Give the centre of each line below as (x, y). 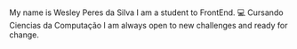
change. (24, 35)
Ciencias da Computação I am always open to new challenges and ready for (148, 25)
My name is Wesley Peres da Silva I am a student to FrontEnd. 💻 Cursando (146, 12)
